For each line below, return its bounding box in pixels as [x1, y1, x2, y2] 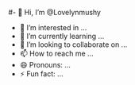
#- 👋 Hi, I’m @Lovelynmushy [8, 8, 102, 17]
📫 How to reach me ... [19, 48, 94, 58]
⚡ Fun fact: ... [19, 69, 64, 79]
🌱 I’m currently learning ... [19, 32, 105, 41]
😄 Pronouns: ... [19, 60, 71, 69]
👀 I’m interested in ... [19, 23, 87, 32]
